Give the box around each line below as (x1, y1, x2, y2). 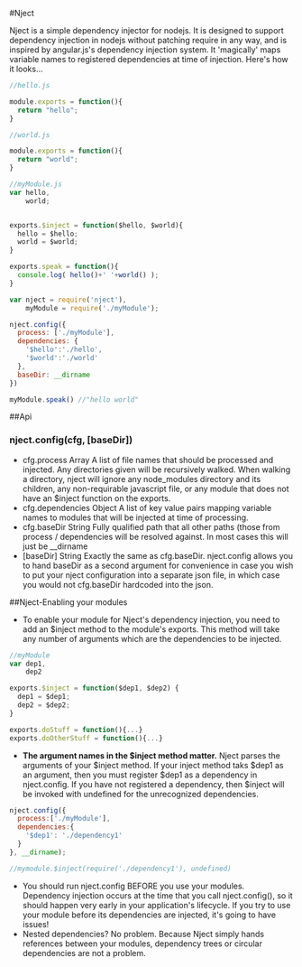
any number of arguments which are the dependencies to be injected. (22, 633, 282, 644)
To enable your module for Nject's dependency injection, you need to (22, 614, 280, 625)
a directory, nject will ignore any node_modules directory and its (22, 473, 261, 484)
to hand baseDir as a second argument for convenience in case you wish (22, 560, 294, 571)
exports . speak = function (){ (9, 262, 119, 272)
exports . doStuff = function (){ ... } (9, 725, 143, 734)
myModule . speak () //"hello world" (9, 395, 140, 404)
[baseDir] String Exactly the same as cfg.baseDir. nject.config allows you (22, 550, 293, 561)
